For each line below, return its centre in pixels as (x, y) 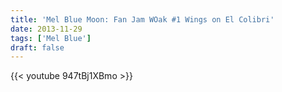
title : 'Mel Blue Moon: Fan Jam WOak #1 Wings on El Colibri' (142, 19)
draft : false (37, 47)
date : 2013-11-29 (46, 29)
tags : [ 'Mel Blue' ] (51, 38)
